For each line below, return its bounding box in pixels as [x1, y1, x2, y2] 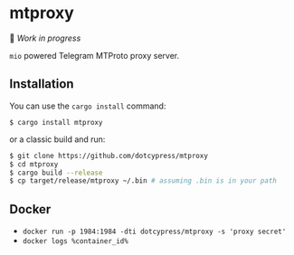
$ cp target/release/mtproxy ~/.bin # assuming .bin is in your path [9, 176, 278, 185]
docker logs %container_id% [22, 237, 128, 246]
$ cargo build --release [9, 168, 103, 177]
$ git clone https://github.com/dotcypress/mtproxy [9, 151, 208, 160]
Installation [9, 76, 74, 92]
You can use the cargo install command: [9, 100, 166, 111]
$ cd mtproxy [9, 159, 59, 169]
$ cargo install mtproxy [9, 118, 103, 127]
